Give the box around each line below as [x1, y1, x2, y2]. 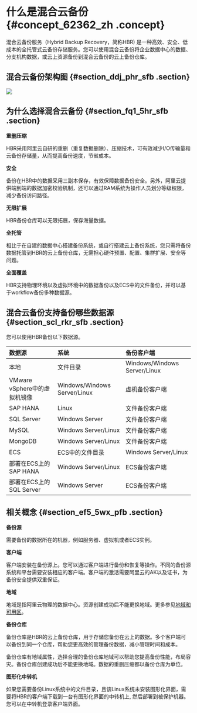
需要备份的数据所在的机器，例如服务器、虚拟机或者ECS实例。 [6, 537, 155, 544]
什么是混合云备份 [6, 5, 89, 19]
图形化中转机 [6, 673, 37, 680]
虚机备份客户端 [125, 385, 167, 394]
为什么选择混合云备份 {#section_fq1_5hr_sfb [6, 106, 169, 116]
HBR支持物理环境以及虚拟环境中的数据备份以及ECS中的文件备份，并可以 [6, 281, 181, 288]
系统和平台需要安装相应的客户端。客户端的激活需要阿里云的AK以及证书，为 [6, 569, 188, 576]
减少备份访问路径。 [6, 192, 53, 199]
